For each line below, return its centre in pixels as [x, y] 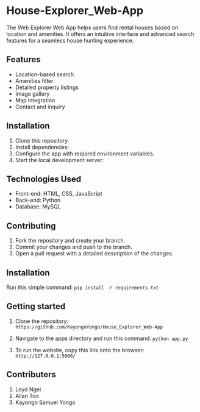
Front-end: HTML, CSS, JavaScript [59, 194]
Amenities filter [34, 80]
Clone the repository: [42, 321]
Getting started [36, 306]
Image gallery [32, 94]
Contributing [31, 226]
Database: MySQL [38, 207]
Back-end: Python [38, 200]
